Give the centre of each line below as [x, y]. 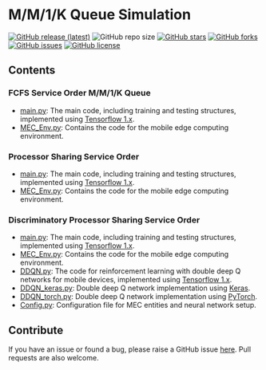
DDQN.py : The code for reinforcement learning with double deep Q [130, 271]
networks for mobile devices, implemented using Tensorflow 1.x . [126, 280]
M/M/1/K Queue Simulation [100, 15]
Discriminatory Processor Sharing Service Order [104, 219]
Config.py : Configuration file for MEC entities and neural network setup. [138, 305]
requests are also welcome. [54, 358]
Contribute [36, 330]
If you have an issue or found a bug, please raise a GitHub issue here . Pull [130, 349]
